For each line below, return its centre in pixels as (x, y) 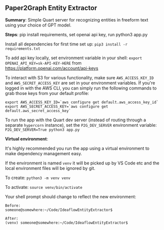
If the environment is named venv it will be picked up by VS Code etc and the (82, 163)
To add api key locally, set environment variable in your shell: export (74, 58)
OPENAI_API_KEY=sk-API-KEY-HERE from (43, 63)
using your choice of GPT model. (38, 25)
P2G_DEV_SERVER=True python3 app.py (42, 130)
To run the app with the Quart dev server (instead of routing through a (76, 120)
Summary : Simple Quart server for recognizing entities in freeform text (77, 20)
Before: (13, 206)
